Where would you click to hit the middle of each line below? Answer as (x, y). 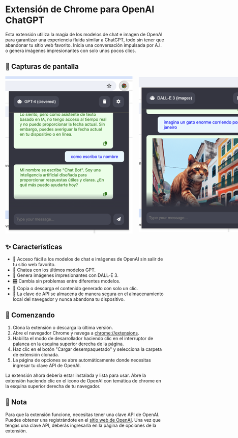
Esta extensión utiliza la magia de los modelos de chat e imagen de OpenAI (84, 34)
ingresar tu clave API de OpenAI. (47, 365)
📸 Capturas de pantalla (42, 67)
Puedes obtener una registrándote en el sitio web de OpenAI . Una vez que (83, 420)
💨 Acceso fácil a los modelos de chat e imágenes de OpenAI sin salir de (88, 259)
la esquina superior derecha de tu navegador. (53, 386)
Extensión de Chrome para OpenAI (80, 9)
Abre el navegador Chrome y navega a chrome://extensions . (76, 333)
